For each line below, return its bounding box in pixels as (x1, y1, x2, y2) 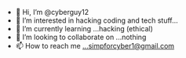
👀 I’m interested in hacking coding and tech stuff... (15, 16, 178, 25)
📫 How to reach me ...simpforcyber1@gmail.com (15, 42, 175, 50)
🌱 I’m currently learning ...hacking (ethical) (15, 24, 153, 33)
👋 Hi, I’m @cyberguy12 (15, 8, 89, 16)
